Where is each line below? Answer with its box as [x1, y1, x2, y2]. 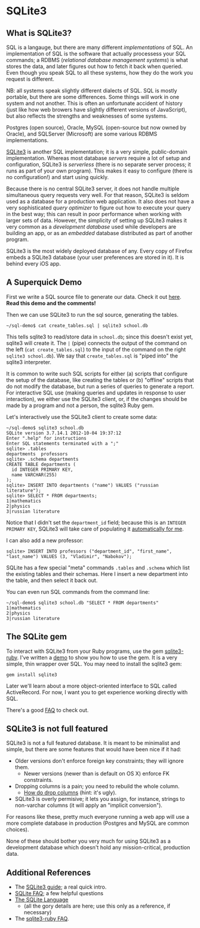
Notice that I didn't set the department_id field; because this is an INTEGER [6, 519, 186, 526]
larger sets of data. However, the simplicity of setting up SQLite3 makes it [6, 217, 187, 224]
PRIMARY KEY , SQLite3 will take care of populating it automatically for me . [6, 525, 184, 532]
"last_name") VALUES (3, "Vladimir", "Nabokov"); [6, 553, 133, 559]
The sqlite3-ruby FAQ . [14, 915, 69, 923]
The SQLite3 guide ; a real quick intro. [14, 883, 107, 890]
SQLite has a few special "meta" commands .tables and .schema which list [6, 564, 190, 571]
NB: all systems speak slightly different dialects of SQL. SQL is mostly [6, 87, 177, 94]
